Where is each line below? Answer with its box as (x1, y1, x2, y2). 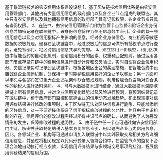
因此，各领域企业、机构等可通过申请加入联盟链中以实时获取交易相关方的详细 (5, 131, 158, 137)
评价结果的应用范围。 (9, 150, 52, 155)
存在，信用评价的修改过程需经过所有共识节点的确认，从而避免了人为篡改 (13, 113, 158, 119)
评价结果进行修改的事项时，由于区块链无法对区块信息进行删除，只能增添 (9, 101, 154, 107)
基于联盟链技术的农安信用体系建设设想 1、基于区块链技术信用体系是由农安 (5, 4, 153, 10)
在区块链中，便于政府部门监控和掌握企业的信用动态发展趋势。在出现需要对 (5, 95, 154, 101)
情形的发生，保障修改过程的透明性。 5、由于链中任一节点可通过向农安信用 (5, 119, 154, 125)
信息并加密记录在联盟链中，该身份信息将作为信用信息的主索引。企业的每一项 (5, 29, 158, 34)
